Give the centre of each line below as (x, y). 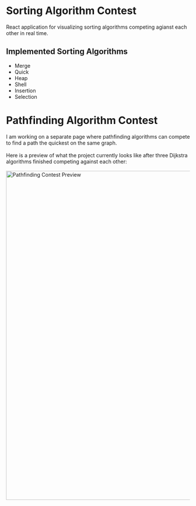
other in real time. (27, 33)
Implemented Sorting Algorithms (67, 52)
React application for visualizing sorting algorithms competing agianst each (97, 27)
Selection (26, 97)
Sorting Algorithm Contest (71, 11)
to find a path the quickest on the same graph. (62, 143)
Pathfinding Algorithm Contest (82, 120)
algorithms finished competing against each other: (66, 161)
